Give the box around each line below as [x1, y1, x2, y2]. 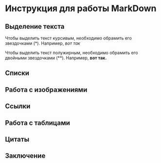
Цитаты [5, 135, 30, 144]
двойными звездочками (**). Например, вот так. [5, 55, 107, 61]
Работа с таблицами [5, 119, 71, 127]
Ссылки [5, 102, 31, 110]
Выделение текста [5, 22, 65, 31]
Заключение [5, 152, 46, 160]
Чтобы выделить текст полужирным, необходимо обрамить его [5, 50, 138, 55]
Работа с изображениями [5, 86, 88, 94]
